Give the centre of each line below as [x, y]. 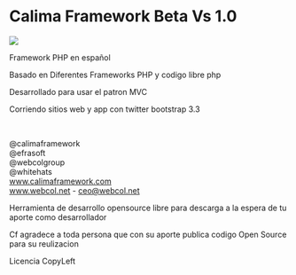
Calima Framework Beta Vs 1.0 [123, 16]
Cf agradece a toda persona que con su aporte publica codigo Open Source [148, 234]
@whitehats [31, 171]
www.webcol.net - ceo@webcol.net [74, 190]
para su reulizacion [44, 244]
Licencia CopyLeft [43, 261]
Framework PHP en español [60, 57]
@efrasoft [27, 153]
